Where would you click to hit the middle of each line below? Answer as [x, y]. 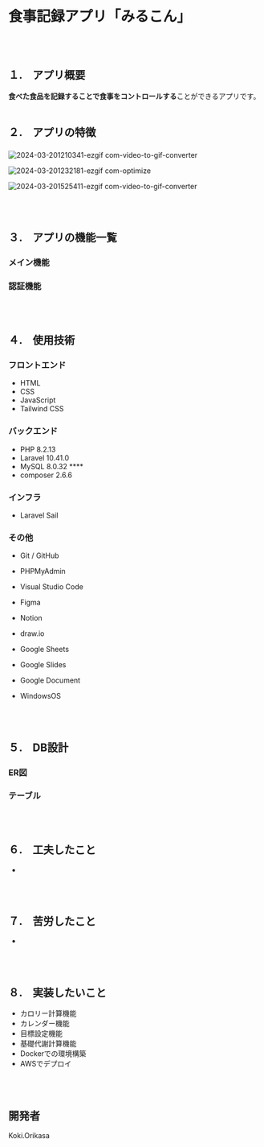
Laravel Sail [39, 515]
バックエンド [33, 431]
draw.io [32, 633]
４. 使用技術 [42, 340]
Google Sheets [45, 650]
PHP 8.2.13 [38, 449]
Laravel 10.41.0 [45, 458]
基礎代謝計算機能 [48, 1044]
